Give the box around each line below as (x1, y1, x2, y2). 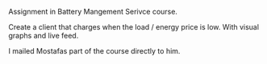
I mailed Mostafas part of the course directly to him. (8, 46, 181, 55)
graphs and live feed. (8, 31, 79, 40)
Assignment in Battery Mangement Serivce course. (8, 7, 177, 16)
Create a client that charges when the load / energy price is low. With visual (8, 22, 260, 31)
